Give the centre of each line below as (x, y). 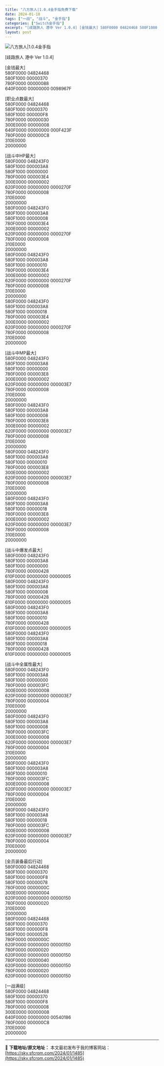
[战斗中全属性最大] (24, 664)
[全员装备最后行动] (24, 861)
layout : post (18, 32)
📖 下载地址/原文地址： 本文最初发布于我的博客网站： (58, 1047)
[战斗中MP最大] (21, 353)
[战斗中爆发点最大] (24, 550)
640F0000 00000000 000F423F (38, 130)
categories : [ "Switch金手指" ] (35, 23)
